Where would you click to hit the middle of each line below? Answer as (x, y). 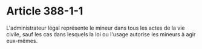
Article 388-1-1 (45, 11)
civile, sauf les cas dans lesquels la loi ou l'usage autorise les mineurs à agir (101, 34)
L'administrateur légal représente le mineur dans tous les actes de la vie (96, 28)
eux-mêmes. (22, 41)
